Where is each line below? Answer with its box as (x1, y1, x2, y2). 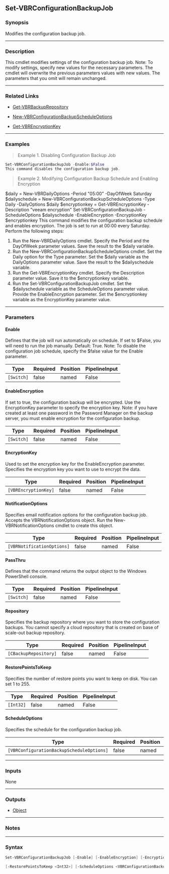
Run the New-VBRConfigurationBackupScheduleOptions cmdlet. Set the (12, 248, 162, 254)
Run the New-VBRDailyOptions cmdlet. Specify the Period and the (12, 238, 150, 244)
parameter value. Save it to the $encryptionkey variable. (12, 275, 129, 281)
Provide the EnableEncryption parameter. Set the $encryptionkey (12, 291, 147, 297)
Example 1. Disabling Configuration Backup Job (17, 152, 116, 158)
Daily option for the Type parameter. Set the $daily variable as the (12, 254, 149, 260)
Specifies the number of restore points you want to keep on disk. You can (5, 675, 157, 681)
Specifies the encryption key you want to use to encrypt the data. (5, 466, 141, 472)
